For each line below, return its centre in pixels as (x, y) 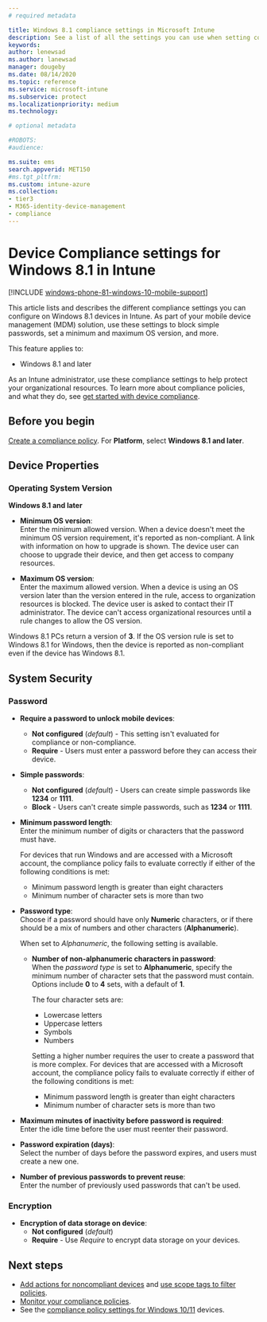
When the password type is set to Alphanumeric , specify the (132, 967)
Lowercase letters (73, 1015)
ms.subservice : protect (48, 96)
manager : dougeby (37, 67)
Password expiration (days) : (67, 1144)
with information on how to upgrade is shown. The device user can (129, 546)
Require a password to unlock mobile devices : (97, 718)
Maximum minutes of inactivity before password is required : (122, 1121)
